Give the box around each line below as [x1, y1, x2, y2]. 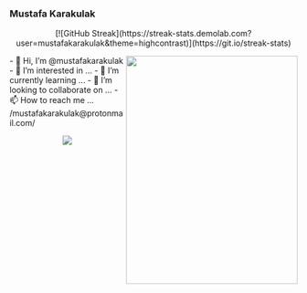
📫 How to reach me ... [9, 95, 94, 106]
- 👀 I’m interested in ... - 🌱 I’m [9, 65, 120, 76]
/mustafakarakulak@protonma [9, 108, 123, 119]
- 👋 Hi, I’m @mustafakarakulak [9, 56, 123, 67]
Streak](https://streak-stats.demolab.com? [91, 28, 252, 39]
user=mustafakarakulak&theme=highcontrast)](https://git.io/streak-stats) [16, 37, 291, 48]
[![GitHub [55, 28, 90, 39]
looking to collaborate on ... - [9, 85, 119, 96]
